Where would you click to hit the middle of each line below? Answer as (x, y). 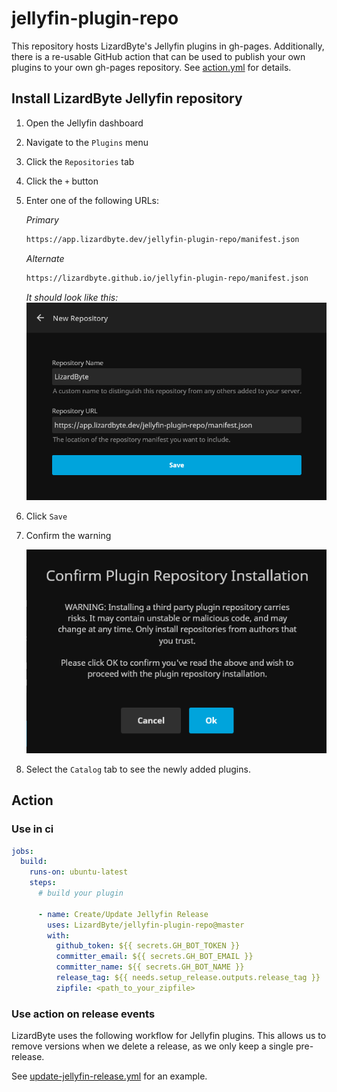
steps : (43, 883)
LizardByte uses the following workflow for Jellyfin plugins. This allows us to (169, 1036)
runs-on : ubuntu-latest (79, 872)
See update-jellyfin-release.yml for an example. (109, 1076)
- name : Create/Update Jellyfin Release (123, 914)
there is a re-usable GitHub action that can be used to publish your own (158, 56)
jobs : (22, 851)
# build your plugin (80, 893)
